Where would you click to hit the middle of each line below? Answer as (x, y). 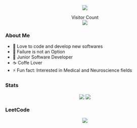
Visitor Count (85, 17)
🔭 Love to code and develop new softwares (58, 46)
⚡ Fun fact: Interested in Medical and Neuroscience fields (72, 71)
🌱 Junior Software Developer (43, 57)
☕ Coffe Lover (27, 63)
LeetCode (17, 109)
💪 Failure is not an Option (39, 52)
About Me (18, 35)
